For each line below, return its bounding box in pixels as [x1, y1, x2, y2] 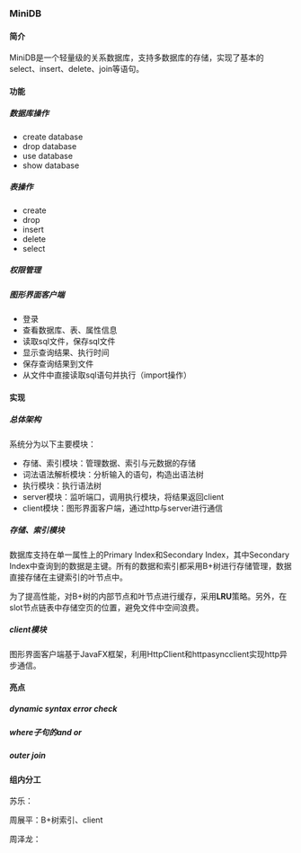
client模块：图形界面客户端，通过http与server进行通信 [22, 502, 223, 513]
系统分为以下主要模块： [9, 439, 96, 449]
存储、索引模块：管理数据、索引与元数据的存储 [22, 458, 196, 468]
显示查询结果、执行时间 [22, 347, 110, 358]
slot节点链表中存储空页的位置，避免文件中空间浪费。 [9, 601, 204, 613]
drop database [22, 140, 77, 151]
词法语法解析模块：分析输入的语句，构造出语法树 [22, 468, 204, 479]
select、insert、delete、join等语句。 [9, 64, 145, 75]
